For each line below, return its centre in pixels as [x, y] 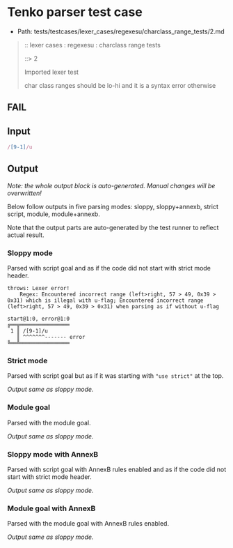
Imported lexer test [51, 72]
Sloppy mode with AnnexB [53, 454]
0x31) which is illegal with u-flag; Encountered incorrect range [105, 300]
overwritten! [24, 193]
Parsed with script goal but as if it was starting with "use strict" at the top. [115, 376]
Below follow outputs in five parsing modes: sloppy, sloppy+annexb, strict [113, 206]
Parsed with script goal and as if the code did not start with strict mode [109, 268]
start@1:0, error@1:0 [39, 319]
